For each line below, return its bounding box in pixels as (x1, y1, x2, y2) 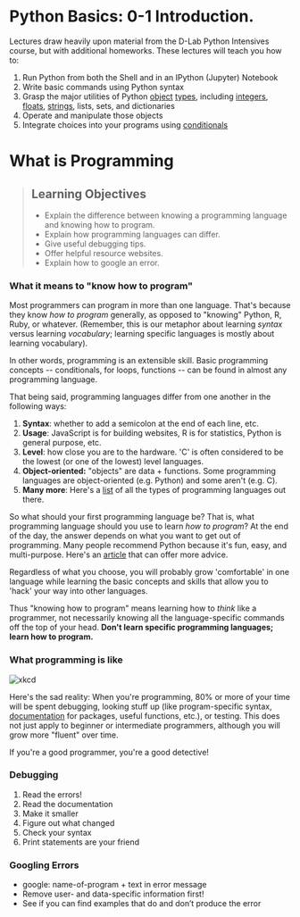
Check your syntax (21, 827, 92, 838)
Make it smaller (21, 808, 79, 819)
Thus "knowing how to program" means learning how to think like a (9, 603, 257, 613)
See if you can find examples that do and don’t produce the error (21, 898, 262, 909)
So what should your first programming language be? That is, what (9, 512, 254, 522)
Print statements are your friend (21, 837, 140, 847)
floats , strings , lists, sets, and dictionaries (21, 100, 176, 111)
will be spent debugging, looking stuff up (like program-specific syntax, (9, 701, 272, 712)
